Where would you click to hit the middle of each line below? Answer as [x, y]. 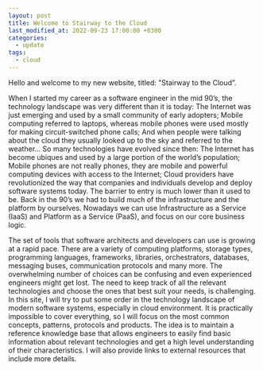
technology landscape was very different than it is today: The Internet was [130, 106]
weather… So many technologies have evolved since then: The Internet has [131, 149]
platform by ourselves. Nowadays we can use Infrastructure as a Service [127, 208]
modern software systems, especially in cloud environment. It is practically [131, 308]
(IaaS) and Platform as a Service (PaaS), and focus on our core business [126, 216]
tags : [17, 53]
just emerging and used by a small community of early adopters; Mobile [126, 115]
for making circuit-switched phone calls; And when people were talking [125, 131]
